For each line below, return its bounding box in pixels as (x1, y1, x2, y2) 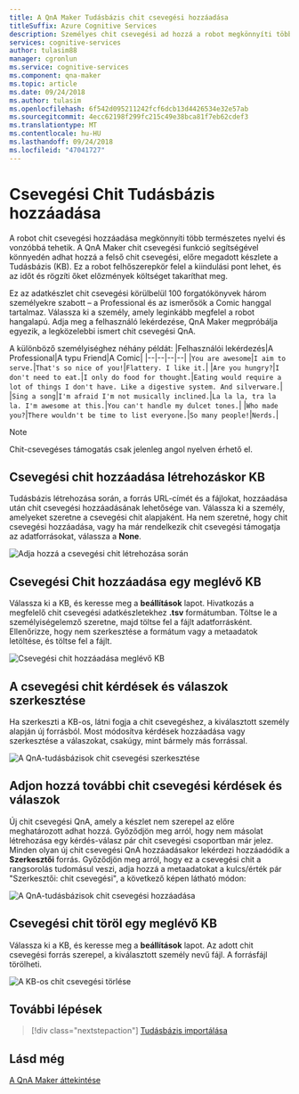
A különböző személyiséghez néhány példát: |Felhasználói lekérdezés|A (9, 342, 274, 353)
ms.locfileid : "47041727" (9, 145, 105, 154)
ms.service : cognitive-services (9, 63, 129, 72)
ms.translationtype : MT (9, 121, 98, 130)
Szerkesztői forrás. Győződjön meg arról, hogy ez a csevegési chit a (9, 853, 262, 865)
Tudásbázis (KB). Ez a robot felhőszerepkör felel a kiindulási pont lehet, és (9, 260, 282, 272)
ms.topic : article (9, 79, 77, 88)
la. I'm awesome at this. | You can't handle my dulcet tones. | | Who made (9, 399, 279, 410)
